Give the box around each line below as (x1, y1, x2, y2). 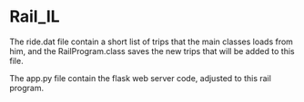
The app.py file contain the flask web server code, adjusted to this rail (9, 72, 271, 83)
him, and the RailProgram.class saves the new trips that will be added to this (9, 45, 295, 56)
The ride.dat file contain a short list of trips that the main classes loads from (9, 36, 294, 47)
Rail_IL (9, 6, 61, 27)
